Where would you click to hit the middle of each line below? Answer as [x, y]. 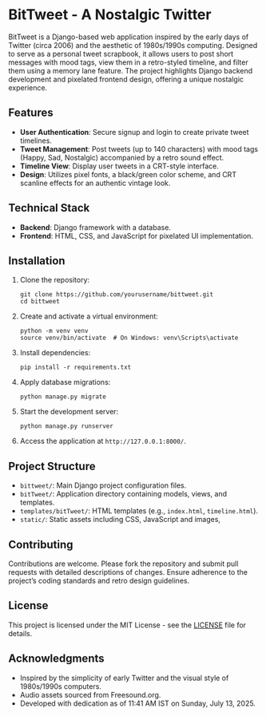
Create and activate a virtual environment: [89, 316]
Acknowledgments [57, 659]
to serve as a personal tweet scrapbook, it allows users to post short [121, 53]
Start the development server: [69, 412]
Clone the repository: [55, 280]
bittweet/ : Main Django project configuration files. [103, 485]
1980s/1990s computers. [61, 686]
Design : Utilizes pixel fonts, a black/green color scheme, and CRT [128, 174]
